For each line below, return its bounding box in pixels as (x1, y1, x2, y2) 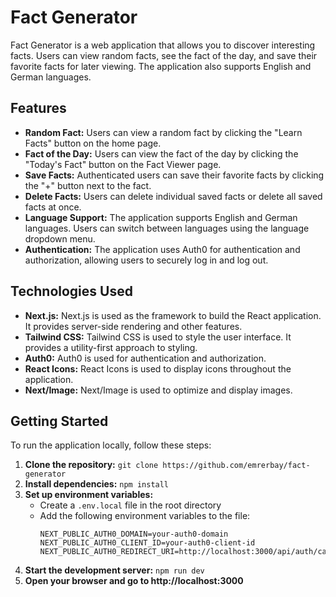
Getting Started (10, 412, 109, 430)
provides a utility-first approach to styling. (24, 341, 198, 353)
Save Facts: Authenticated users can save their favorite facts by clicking (24, 169, 325, 181)
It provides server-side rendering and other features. (24, 320, 243, 332)
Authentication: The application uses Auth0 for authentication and (24, 243, 301, 255)
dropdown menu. (24, 232, 96, 245)
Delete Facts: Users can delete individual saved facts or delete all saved (24, 190, 323, 202)
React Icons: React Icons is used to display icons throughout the (24, 362, 292, 375)
